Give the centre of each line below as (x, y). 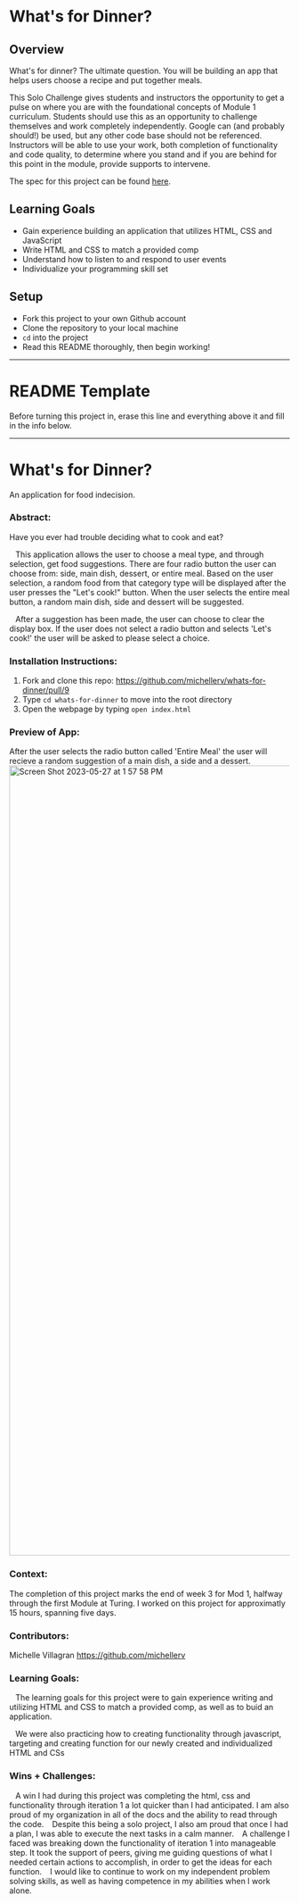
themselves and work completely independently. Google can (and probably (147, 126)
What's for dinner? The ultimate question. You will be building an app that (144, 71)
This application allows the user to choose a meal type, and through (139, 554)
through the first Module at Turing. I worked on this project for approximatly (148, 1603)
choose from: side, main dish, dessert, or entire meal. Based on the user (141, 573)
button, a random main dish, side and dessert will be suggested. (127, 602)
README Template (80, 391)
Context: (28, 1575)
